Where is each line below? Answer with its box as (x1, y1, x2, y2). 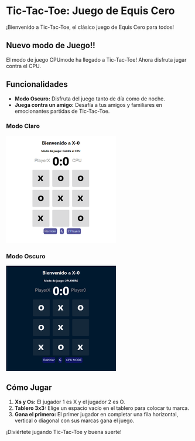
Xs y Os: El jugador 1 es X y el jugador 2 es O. (14, 398, 125, 405)
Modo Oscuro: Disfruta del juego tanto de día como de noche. (14, 95, 165, 102)
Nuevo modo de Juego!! (6, 41, 95, 51)
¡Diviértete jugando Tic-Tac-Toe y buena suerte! (6, 428, 122, 435)
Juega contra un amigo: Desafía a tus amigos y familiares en (14, 101, 163, 108)
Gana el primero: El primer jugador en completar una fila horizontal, (14, 410, 179, 418)
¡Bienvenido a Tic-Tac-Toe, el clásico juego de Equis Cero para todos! (6, 23, 175, 31)
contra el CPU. (6, 62, 41, 69)
